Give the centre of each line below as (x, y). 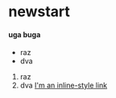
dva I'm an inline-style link (63, 85)
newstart (39, 12)
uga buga (25, 34)
